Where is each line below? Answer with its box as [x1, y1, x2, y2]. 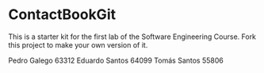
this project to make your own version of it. [8, 40, 148, 49]
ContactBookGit [8, 6, 117, 24]
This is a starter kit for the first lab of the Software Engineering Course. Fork [8, 32, 256, 41]
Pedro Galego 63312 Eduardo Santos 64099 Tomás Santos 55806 [8, 56, 224, 65]
